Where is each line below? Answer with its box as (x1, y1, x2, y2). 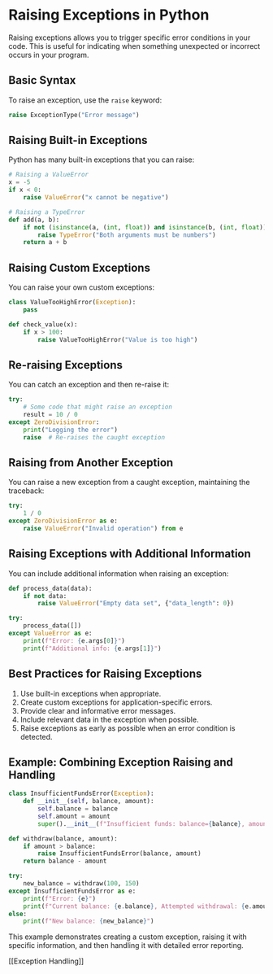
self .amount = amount (37, 812, 111, 820)
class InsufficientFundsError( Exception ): (8, 789, 154, 798)
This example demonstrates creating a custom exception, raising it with (8, 932, 248, 941)
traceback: (8, 486, 45, 496)
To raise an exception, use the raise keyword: (8, 95, 162, 105)
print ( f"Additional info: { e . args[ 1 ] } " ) (23, 644, 162, 653)
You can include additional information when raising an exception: (8, 568, 229, 579)
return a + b (23, 238, 67, 247)
